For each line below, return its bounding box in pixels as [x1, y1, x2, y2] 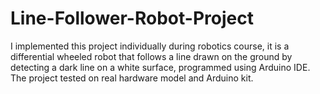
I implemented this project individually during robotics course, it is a [10, 40, 290, 52]
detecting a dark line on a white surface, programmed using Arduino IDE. [10, 61, 311, 73]
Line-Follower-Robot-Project [10, 7, 254, 30]
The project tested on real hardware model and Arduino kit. [10, 72, 254, 84]
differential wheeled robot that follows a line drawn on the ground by [10, 50, 293, 62]
